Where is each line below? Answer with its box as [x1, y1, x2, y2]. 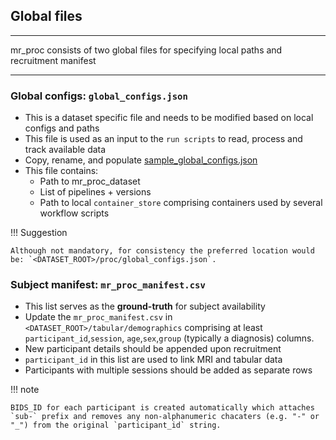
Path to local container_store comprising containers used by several [39, 197, 323, 209]
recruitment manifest [10, 54, 97, 66]
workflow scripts [39, 207, 110, 219]
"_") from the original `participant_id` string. [10, 420, 222, 431]
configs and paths [24, 122, 100, 134]
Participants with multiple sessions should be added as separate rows [24, 364, 313, 376]
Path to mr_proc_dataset [39, 175, 141, 188]
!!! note [10, 384, 40, 396]
